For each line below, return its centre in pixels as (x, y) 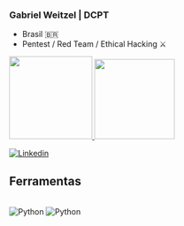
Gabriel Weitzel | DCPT (59, 15)
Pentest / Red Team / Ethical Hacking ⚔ (94, 44)
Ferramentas (45, 181)
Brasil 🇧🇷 (40, 34)
